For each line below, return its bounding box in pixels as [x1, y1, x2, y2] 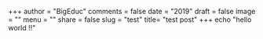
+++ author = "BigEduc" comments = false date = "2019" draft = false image [8, 7, 256, 16]
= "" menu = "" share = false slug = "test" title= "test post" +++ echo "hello [8, 15, 252, 24]
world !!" [8, 23, 36, 32]
